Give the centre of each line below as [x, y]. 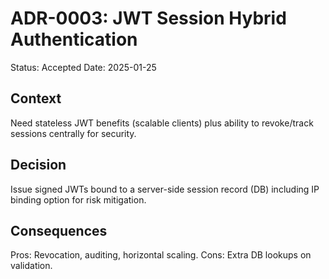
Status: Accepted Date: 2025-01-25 [83, 67]
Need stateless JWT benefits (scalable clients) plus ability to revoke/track [162, 123]
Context [36, 98]
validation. [31, 266]
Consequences [59, 230]
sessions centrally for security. [73, 133]
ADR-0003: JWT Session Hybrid [148, 18]
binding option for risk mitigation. [78, 199]
